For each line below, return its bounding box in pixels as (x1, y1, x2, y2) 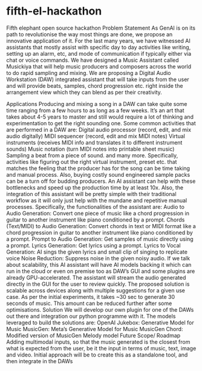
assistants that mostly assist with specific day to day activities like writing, (6, 44, 191, 51)
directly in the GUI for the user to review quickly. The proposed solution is (6, 280, 190, 287)
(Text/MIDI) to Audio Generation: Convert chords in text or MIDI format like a (6, 222, 197, 229)
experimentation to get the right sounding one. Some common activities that (6, 119, 196, 126)
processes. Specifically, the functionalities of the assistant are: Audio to (6, 203, 184, 210)
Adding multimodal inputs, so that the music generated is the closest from (6, 338, 191, 346)
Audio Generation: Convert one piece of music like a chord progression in (6, 209, 189, 217)
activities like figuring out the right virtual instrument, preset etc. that (6, 158, 177, 165)
